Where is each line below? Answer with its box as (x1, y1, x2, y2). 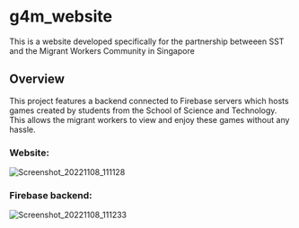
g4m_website (9, 6, 113, 27)
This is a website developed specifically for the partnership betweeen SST (9, 36, 285, 47)
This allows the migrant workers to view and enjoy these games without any (9, 114, 290, 125)
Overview (9, 72, 66, 87)
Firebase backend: (9, 189, 92, 201)
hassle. (9, 124, 36, 135)
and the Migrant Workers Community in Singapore (9, 45, 195, 56)
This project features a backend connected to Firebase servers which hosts (9, 95, 289, 106)
